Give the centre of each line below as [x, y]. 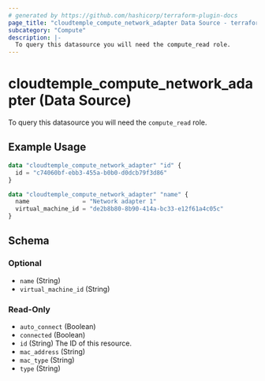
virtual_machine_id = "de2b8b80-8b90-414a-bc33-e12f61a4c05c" [119, 209]
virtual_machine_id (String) [65, 289]
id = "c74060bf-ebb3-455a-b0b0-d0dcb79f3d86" [91, 173]
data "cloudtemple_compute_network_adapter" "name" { [99, 194]
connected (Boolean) [52, 334]
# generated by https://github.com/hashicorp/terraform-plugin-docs [123, 15]
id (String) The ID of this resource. [76, 343]
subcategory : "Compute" [47, 30]
